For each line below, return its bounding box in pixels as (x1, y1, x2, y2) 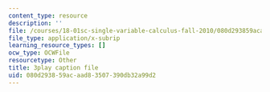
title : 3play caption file (8, 64, 99, 72)
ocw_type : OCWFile (8, 49, 70, 57)
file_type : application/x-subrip (8, 34, 121, 42)
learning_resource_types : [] (8, 42, 106, 50)
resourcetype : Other (8, 57, 78, 65)
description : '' (8, 19, 63, 27)
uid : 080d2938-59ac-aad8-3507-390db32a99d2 (8, 71, 157, 79)
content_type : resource (8, 11, 88, 20)
